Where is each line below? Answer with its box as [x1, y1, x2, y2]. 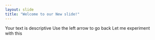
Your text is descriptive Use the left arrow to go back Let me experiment [5, 25, 150, 31]
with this [5, 30, 22, 36]
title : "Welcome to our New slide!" [5, 12, 80, 17]
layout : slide [5, 7, 34, 12]
